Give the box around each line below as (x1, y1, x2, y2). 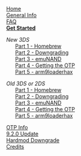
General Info (6, 11, 37, 19)
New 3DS (6, 36, 30, 43)
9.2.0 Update (6, 130, 39, 137)
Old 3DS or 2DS (6, 80, 46, 87)
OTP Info (6, 124, 28, 131)
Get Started (6, 24, 36, 31)
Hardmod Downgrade (6, 137, 60, 144)
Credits (6, 143, 25, 150)
